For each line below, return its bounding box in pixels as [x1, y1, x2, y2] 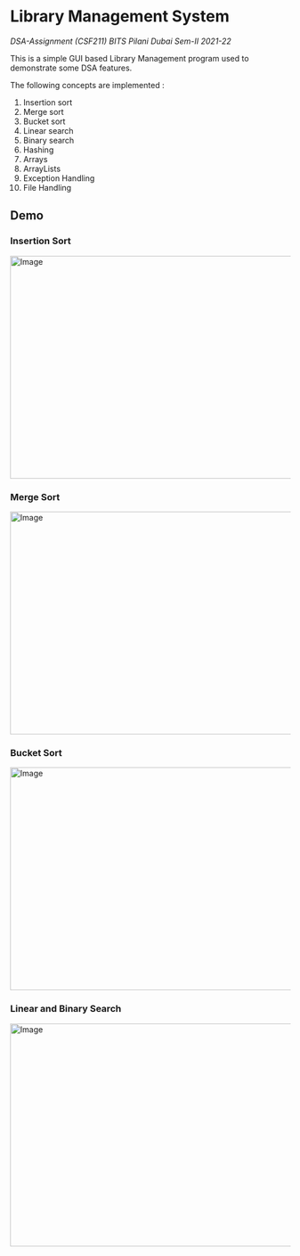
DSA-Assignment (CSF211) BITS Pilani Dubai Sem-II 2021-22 [10, 36, 232, 46]
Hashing [22, 144, 54, 155]
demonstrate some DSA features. [10, 62, 133, 73]
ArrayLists [22, 163, 61, 174]
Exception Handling [22, 172, 95, 184]
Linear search [22, 125, 74, 135]
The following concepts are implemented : [10, 79, 165, 90]
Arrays [22, 153, 48, 164]
